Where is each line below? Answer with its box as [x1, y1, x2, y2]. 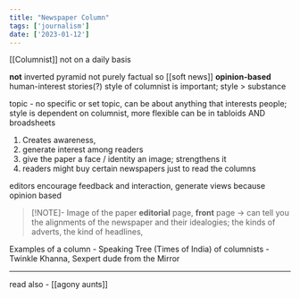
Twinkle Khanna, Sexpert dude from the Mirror [9, 253, 180, 264]
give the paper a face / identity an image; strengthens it [21, 154, 227, 165]
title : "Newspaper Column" [9, 13, 110, 22]
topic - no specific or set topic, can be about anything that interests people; [9, 98, 287, 109]
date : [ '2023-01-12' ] [9, 30, 90, 38]
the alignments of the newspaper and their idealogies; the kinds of [30, 217, 276, 228]
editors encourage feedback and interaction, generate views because [9, 181, 266, 192]
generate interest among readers [21, 144, 144, 155]
